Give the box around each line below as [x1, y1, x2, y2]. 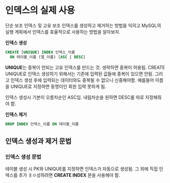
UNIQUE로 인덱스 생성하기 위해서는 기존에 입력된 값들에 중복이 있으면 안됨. [5, 71, 154, 77]
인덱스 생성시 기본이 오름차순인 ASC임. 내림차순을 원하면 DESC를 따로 [5, 94, 145, 100]
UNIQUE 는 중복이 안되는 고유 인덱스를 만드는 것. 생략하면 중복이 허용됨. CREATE [5, 64, 165, 70]
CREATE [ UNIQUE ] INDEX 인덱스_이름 [5, 49, 75, 55]
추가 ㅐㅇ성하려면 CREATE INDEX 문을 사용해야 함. [18, 172, 120, 178]
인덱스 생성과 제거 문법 [5, 137, 72, 145]
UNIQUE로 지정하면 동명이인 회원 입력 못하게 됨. [10, 83, 107, 89]
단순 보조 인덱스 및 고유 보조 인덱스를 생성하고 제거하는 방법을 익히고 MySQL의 [5, 22, 161, 28]
